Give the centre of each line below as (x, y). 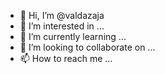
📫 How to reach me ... (66, 58)
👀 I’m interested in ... (62, 26)
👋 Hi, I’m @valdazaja (62, 15)
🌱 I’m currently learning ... (73, 36)
